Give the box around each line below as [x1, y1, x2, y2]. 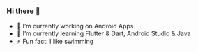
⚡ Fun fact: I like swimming [16, 37, 94, 46]
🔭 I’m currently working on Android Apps [16, 22, 134, 31]
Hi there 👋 [6, 6, 41, 16]
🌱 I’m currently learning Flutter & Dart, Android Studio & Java [16, 29, 191, 37]
